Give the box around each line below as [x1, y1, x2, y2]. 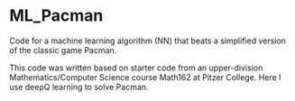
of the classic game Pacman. [9, 44, 117, 55]
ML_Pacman [9, 5, 104, 26]
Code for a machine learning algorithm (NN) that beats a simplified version [9, 35, 287, 46]
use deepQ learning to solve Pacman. [9, 81, 149, 92]
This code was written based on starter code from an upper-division [9, 62, 263, 73]
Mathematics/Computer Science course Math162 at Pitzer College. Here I [9, 71, 281, 82]
